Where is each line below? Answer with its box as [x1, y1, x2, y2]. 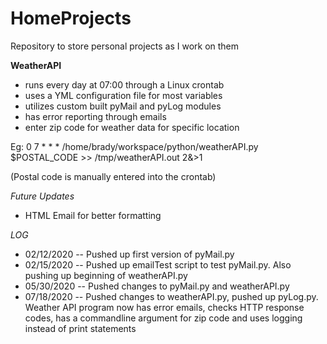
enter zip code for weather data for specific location [24, 121, 240, 133]
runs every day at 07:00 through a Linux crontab [24, 78, 225, 91]
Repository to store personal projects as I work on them [10, 40, 240, 52]
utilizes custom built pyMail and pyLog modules [24, 100, 222, 112]
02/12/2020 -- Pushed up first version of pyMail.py [24, 248, 235, 260]
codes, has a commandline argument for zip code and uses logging [24, 312, 303, 324]
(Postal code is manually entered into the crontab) [10, 170, 217, 182]
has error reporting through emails [24, 110, 167, 122]
